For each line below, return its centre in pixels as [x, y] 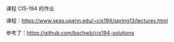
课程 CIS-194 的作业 [30, 8]
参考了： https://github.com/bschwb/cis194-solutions [70, 33]
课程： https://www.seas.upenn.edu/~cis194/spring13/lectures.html [87, 21]
